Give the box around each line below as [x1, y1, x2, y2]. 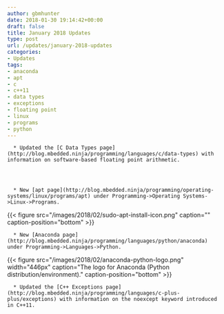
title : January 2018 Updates [7, 29, 91, 37]
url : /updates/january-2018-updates [7, 42, 112, 49]
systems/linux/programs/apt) [7, 193, 91, 200]
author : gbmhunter [7, 10, 60, 17]
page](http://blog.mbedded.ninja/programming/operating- [47, 187, 214, 194]
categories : [7, 49, 41, 56]
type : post [7, 36, 39, 43]
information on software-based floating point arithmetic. [7, 157, 181, 164]
